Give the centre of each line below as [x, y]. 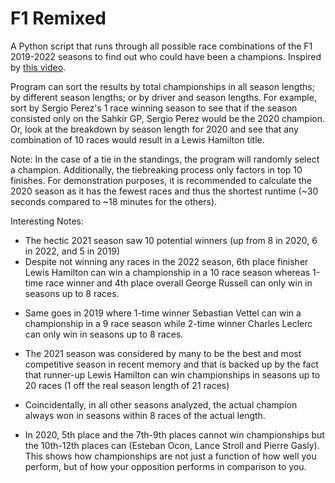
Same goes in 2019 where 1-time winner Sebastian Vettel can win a [163, 313]
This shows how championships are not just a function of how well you [170, 456]
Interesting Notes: [47, 221]
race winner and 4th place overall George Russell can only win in [179, 283]
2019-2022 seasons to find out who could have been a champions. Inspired [166, 56]
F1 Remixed [58, 18]
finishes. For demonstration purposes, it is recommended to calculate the [161, 180]
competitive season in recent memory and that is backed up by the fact [171, 364]
